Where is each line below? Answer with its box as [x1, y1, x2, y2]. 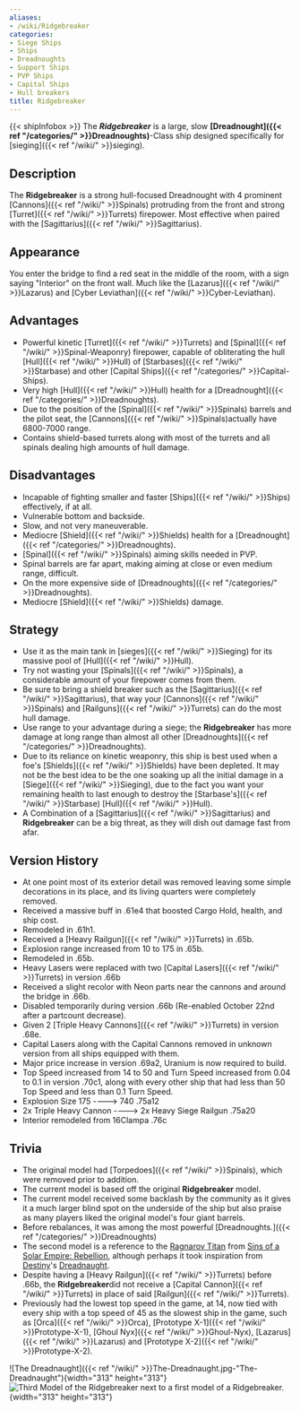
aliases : [9, 13, 42, 22]
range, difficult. [21, 567, 79, 578]
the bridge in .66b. [21, 991, 91, 1002]
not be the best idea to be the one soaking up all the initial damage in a [21, 770, 284, 781]
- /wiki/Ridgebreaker [9, 22, 90, 30]
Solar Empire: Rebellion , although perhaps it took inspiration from [21, 1251, 263, 1261]
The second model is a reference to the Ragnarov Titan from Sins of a [21, 1241, 280, 1251]
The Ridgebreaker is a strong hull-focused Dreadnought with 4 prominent [9, 190, 282, 201]
